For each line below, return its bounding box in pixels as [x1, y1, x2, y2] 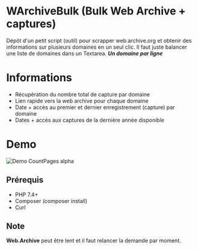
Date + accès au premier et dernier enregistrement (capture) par [14, 104, 175, 111]
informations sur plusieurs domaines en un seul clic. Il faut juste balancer [6, 43, 188, 51]
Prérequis [6, 175, 44, 185]
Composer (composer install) [14, 197, 88, 204]
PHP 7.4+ [14, 191, 39, 198]
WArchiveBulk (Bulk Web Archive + [6, 4, 186, 18]
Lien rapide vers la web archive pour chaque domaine [14, 97, 149, 104]
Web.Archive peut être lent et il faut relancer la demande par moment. [6, 237, 182, 245]
